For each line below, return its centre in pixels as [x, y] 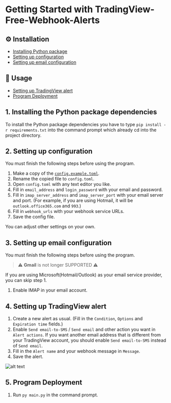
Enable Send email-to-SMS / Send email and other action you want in [84, 329]
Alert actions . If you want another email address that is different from [87, 335]
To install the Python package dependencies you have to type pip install [83, 124]
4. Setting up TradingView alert [56, 306]
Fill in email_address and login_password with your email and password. [88, 189]
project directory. [23, 135]
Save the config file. [34, 217]
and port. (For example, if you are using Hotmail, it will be [73, 201]
